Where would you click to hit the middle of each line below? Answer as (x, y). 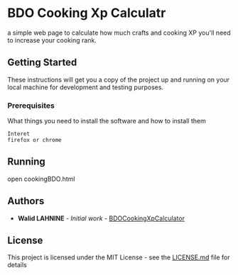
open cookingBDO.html (41, 179)
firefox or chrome (34, 140)
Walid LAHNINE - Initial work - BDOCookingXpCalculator (101, 218)
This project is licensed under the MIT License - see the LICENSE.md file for (119, 257)
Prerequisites (31, 106)
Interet (19, 134)
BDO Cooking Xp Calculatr (87, 13)
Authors (26, 201)
